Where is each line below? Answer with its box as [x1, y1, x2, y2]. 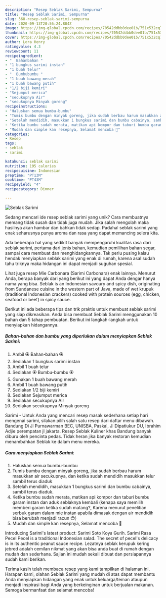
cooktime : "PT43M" [5, 177, 43, 182]
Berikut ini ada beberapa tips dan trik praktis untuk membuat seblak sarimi [5, 306, 157, 312]
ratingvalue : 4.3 [5, 44, 41, 49]
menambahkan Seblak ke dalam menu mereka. [5, 438, 100, 444]
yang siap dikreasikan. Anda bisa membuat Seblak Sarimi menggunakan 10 [5, 311, 158, 317]
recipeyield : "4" [5, 182, 41, 187]
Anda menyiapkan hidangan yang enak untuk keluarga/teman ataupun [5, 576, 148, 582]
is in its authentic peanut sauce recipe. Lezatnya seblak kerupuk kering [5, 541, 150, 546]
